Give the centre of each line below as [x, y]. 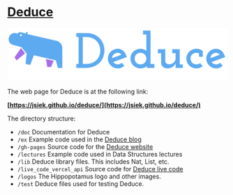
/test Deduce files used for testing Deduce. [81, 184]
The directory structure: [42, 118]
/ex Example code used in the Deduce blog [79, 139]
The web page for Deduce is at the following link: [78, 92]
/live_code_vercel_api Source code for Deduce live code [100, 169]
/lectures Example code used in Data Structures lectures [100, 155]
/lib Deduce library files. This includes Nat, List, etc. [93, 162]
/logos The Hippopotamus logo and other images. [89, 177]
